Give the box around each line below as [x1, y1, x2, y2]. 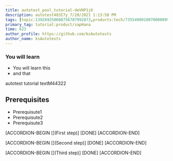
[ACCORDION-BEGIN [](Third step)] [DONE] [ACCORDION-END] [5, 150, 142, 156]
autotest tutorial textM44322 [5, 80, 66, 86]
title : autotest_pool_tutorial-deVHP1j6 [5, 7, 94, 13]
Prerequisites [5, 95, 49, 104]
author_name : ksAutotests [5, 37, 61, 42]
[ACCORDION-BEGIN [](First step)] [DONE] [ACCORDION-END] [5, 130, 140, 136]
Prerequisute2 [12, 114, 43, 120]
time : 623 [5, 27, 27, 32]
